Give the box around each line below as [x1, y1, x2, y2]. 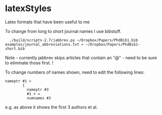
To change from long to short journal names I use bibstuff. [5, 28, 122, 34]
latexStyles [5, 3, 52, 14]
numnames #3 [26, 96, 51, 100]
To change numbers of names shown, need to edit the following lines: [5, 69, 145, 75]
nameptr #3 [26, 87, 49, 92]
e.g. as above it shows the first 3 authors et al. [5, 104, 98, 110]
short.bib [5, 46, 25, 51]
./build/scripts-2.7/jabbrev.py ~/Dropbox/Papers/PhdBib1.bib [9, 37, 138, 43]
